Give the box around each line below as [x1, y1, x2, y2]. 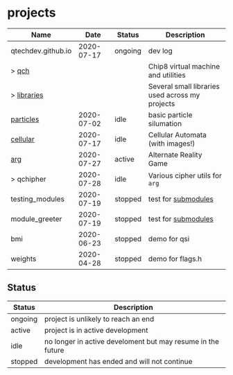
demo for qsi [148, 234, 190, 243]
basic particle [148, 110, 193, 119]
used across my [148, 90, 200, 100]
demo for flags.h [148, 254, 202, 263]
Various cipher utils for [148, 171, 222, 180]
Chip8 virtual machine [148, 61, 221, 71]
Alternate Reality [148, 150, 202, 159]
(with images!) [148, 139, 196, 148]
